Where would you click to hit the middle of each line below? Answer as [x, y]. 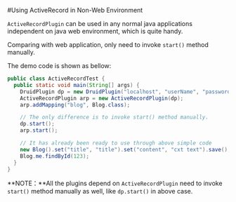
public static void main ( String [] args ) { [77, 85]
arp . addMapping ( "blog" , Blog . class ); [75, 105]
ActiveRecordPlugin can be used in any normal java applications [100, 23]
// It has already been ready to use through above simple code [116, 143]
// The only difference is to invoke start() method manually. [114, 117]
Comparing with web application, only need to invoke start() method [108, 45]
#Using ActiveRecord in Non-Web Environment [75, 10]
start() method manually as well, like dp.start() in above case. [100, 191]
